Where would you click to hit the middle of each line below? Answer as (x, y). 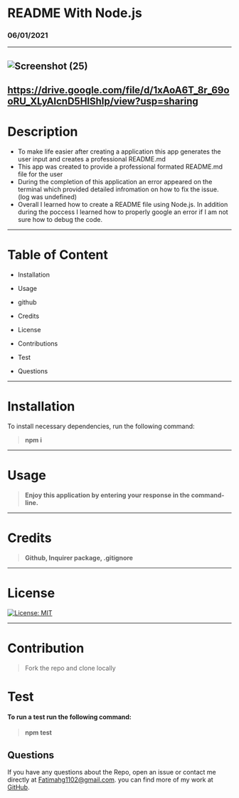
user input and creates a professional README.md (91, 159)
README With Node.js (75, 13)
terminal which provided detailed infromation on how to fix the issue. (118, 189)
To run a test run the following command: (69, 717)
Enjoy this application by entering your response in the (107, 495)
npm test (38, 733)
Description (43, 132)
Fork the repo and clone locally (70, 668)
